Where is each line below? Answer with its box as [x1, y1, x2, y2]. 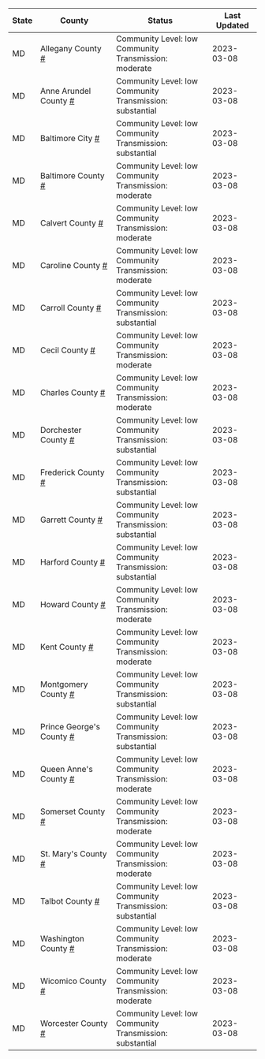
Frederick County [39, 467, 105, 478]
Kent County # [39, 642, 94, 652]
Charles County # [39, 387, 106, 397]
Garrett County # [39, 514, 103, 525]
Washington [39, 934, 85, 944]
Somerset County [39, 806, 106, 817]
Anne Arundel [39, 86, 91, 96]
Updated [215, 20, 250, 31]
